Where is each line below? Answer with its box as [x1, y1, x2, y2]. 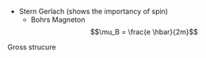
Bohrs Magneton [30, 15, 86, 24]
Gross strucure [7, 42, 56, 52]
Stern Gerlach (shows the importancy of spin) [18, 7, 168, 16]
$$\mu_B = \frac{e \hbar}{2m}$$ [90, 27, 199, 36]
